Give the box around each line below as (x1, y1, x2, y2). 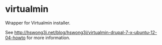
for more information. (26, 35, 71, 41)
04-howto (5, 35, 26, 41)
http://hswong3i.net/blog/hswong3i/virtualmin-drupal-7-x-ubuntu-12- (14, 29, 157, 35)
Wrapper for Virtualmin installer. (5, 20, 71, 26)
